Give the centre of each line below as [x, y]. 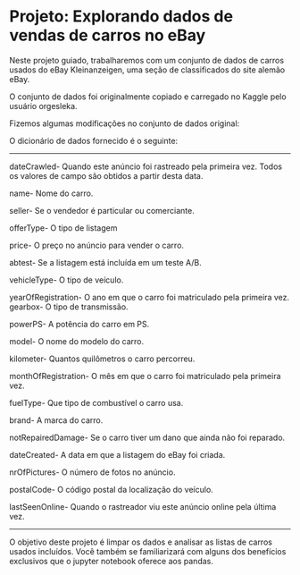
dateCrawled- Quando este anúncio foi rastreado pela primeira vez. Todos [146, 166]
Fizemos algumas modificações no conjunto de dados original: [125, 123]
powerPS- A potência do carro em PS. [79, 324]
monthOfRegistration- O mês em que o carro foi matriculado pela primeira [145, 376]
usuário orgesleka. [43, 106]
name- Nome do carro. [51, 193]
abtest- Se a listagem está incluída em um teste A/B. [106, 262]
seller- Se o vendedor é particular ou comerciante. [102, 210]
